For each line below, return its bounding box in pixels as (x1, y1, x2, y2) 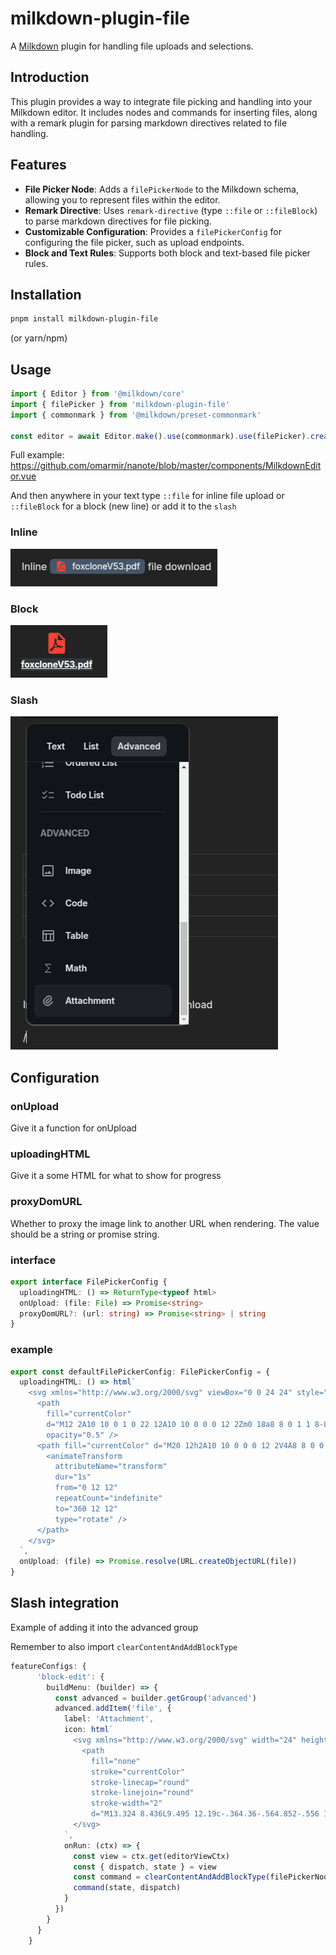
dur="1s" (54, 1472, 92, 1482)
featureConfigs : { (10, 1661, 87, 1671)
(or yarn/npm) (10, 332, 68, 344)
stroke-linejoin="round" (90, 1788, 195, 1798)
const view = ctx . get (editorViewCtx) (73, 1851, 230, 1861)
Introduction (10, 69, 90, 86)
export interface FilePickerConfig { (10, 1277, 168, 1287)
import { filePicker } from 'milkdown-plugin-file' (10, 399, 230, 409)
